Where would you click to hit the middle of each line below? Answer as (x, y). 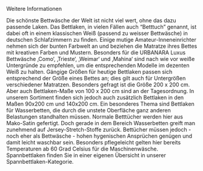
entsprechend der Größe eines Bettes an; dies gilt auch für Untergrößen (96, 78)
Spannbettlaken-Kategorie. (40, 162)
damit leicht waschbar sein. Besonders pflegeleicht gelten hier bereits (94, 142)
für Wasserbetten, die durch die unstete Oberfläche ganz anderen (88, 110)
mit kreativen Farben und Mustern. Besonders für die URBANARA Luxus (96, 53)
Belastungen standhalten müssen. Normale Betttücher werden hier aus (95, 117)
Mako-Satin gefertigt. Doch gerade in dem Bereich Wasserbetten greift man (101, 123)
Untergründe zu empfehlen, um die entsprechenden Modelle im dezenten (98, 65)
